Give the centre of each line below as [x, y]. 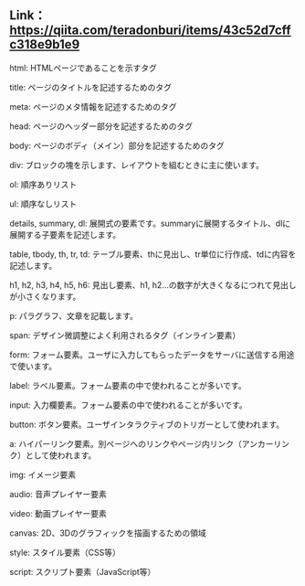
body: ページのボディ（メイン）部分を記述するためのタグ [117, 145]
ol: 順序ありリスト [43, 184]
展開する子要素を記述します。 [65, 234]
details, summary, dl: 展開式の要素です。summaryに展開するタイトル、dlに [150, 223]
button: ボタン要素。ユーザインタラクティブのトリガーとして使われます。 [147, 424]
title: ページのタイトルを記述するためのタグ [90, 87]
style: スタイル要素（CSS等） [65, 552]
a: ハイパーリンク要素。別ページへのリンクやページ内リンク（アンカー [142, 443]
